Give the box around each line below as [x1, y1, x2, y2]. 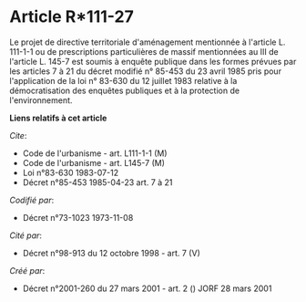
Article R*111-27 [9, 6, 134, 27]
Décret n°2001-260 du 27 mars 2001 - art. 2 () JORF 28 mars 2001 [22, 283, 272, 294]
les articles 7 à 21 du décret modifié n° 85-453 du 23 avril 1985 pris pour [9, 66, 282, 77]
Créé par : [9, 265, 46, 276]
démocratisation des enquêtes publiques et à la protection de [9, 85, 240, 96]
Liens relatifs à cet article [9, 112, 107, 123]
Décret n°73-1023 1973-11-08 [22, 212, 134, 223]
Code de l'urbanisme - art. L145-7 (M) [22, 157, 166, 168]
